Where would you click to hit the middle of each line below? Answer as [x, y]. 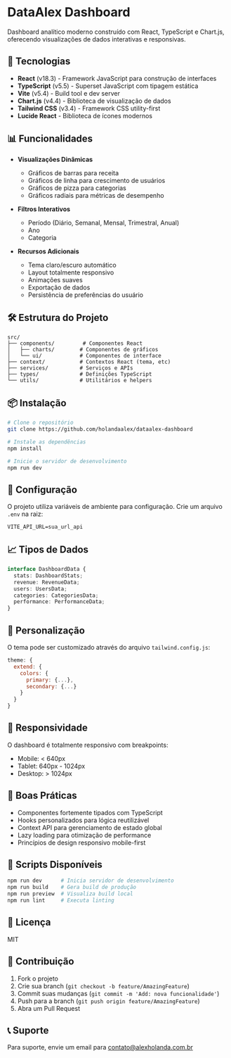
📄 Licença [29, 922]
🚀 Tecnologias [39, 62]
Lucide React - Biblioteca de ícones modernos [85, 115]
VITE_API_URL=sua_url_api [45, 527]
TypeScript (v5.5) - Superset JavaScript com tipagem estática [108, 86]
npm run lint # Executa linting [61, 901]
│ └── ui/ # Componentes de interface [84, 356]
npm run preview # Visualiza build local [70, 894]
